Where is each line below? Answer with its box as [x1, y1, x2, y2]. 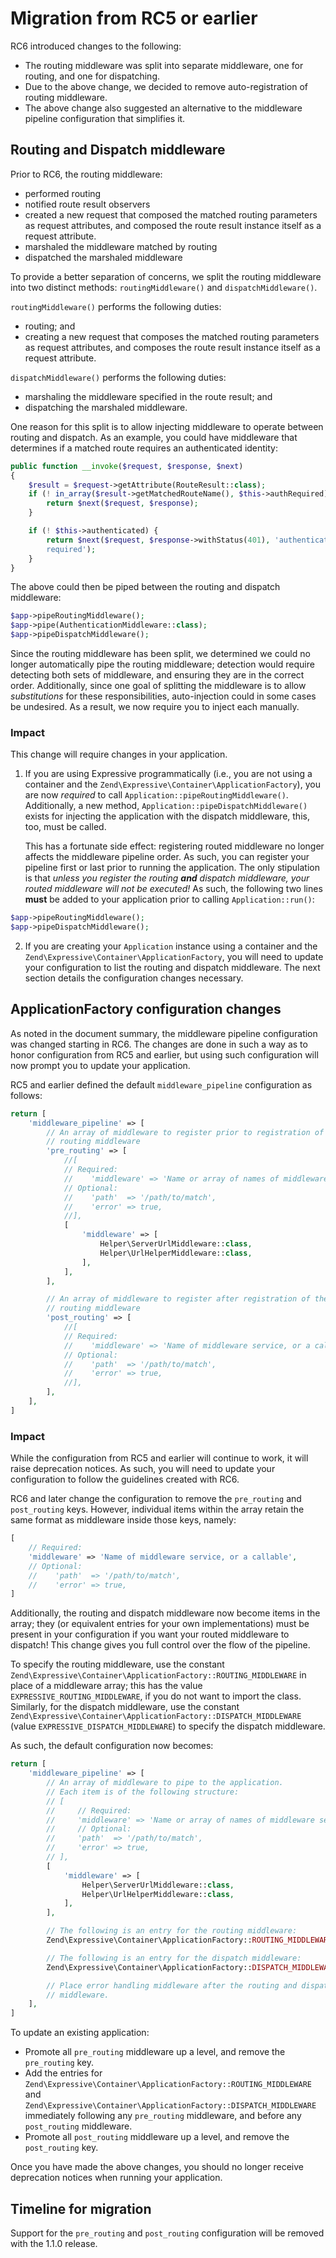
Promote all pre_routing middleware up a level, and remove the [24, 2046, 286, 2058]
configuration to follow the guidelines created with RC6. [10, 1473, 240, 1486]
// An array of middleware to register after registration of [46, 1294, 311, 1304]
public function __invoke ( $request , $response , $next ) [10, 461, 244, 471]
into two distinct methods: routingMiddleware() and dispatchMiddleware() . [10, 281, 318, 293]
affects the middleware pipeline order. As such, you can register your [24, 851, 310, 863]
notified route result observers [24, 198, 151, 210]
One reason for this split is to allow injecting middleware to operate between [10, 420, 324, 432]
